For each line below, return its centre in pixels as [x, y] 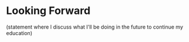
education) [19, 33]
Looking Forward [48, 11]
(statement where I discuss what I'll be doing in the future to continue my [95, 27]
